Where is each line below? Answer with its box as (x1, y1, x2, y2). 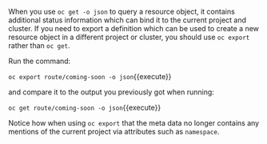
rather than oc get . (8, 41, 70, 50)
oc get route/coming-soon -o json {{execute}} (8, 103, 161, 112)
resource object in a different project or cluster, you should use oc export (8, 32, 250, 42)
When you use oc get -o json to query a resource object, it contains (8, 7, 236, 16)
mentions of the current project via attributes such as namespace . (8, 127, 220, 136)
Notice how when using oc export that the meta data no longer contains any (8, 118, 260, 127)
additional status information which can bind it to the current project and (8, 15, 246, 25)
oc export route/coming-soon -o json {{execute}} (8, 72, 172, 81)
